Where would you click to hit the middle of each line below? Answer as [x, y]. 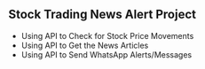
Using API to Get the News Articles [85, 45]
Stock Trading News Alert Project [102, 15]
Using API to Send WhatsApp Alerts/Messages [106, 54]
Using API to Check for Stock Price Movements [107, 35]
